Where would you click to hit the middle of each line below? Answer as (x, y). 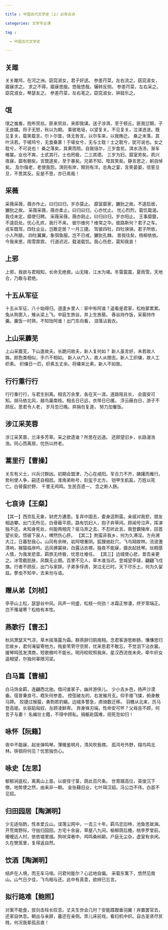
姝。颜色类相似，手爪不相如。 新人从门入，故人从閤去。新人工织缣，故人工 (82, 358)
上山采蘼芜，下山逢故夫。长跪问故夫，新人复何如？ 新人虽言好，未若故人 (80, 351)
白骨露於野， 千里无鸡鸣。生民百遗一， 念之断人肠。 (67, 486)
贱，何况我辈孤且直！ (27, 922)
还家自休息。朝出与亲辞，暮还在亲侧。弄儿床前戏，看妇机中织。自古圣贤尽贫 (84, 916)
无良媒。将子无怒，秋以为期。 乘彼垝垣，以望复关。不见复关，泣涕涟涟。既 (82, 129)
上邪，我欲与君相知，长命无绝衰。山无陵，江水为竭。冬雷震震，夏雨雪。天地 (84, 272)
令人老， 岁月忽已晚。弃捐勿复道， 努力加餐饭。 (76, 406)
